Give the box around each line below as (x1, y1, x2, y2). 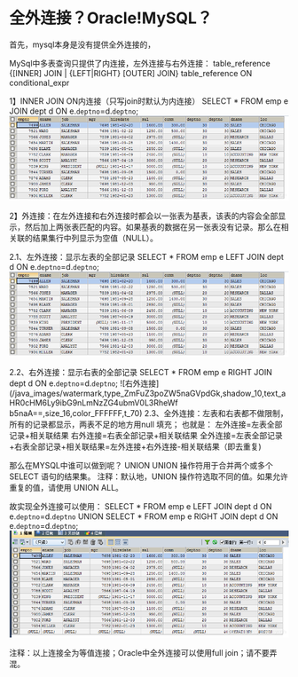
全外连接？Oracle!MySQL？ (9, 8, 213, 28)
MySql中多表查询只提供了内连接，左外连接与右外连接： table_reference (9, 58, 271, 68)
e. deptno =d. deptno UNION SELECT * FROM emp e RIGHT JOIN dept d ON (9, 511, 278, 522)
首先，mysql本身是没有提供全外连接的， (9, 39, 156, 50)
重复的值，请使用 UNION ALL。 (9, 482, 124, 492)
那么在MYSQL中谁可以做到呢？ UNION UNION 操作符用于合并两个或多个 (9, 460, 273, 470)
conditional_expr (9, 77, 70, 88)
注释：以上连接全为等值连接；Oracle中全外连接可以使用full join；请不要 (9, 647, 271, 657)
